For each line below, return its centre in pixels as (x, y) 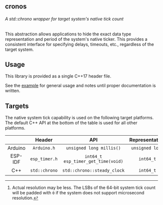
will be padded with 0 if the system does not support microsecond (78, 192)
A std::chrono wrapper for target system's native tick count (64, 19)
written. (13, 91)
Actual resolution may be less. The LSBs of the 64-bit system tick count (84, 188)
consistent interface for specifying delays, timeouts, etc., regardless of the (80, 44)
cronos (16, 7)
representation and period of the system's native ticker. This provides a (76, 39)
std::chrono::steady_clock (93, 170)
